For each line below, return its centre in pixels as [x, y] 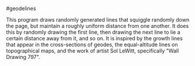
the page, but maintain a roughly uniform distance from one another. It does [97, 26]
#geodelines [21, 8]
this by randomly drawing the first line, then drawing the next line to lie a [93, 32]
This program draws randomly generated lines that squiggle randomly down [98, 20]
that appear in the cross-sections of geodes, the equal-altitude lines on [92, 44]
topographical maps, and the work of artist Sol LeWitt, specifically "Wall [93, 51]
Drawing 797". [23, 57]
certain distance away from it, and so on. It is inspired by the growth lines [95, 38]
